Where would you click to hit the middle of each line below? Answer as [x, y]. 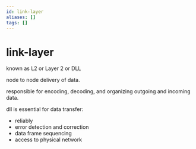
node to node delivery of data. [43, 80]
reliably [24, 121]
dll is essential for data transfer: [45, 109]
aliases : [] [21, 17]
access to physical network [48, 140]
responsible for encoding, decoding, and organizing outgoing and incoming [99, 91]
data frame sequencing [43, 134]
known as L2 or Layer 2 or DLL [44, 68]
